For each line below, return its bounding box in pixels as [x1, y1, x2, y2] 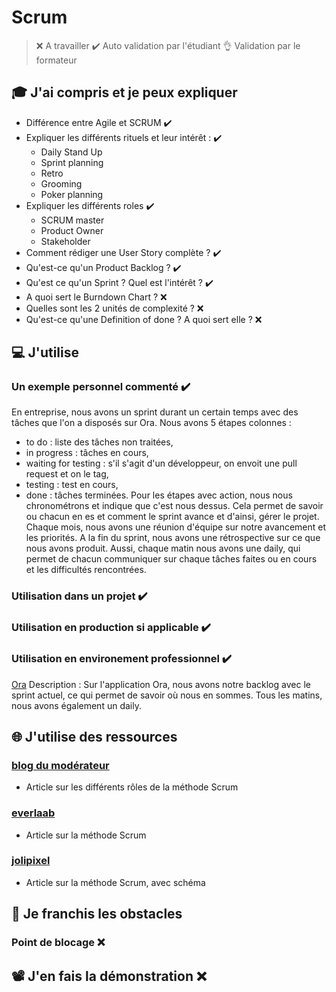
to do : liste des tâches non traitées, [25, 436, 174, 448]
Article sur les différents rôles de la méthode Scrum [25, 781, 239, 793]
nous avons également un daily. [11, 699, 142, 711]
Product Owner [40, 224, 104, 236]
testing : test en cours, [25, 479, 119, 491]
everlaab [11, 806, 56, 820]
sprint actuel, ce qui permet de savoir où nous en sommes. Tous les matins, [11, 689, 323, 701]
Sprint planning [40, 156, 104, 168]
